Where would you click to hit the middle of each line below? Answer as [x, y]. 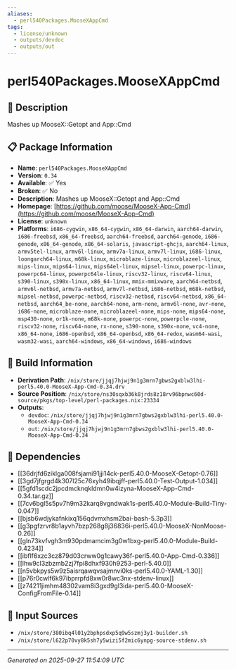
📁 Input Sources [43, 615]
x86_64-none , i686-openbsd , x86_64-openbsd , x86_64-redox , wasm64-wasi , [120, 333]
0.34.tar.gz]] [35, 496]
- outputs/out [34, 46]
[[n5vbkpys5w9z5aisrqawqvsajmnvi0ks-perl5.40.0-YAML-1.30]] [110, 571]
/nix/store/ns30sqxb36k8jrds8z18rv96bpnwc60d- [137, 394]
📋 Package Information [60, 148]
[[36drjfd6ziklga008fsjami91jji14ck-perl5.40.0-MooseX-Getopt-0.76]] [118, 473]
